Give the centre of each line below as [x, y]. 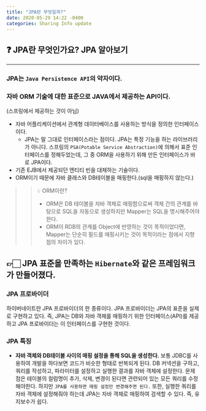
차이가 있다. [71, 242]
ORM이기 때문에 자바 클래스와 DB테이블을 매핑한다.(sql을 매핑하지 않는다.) [105, 178]
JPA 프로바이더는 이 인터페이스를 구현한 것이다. [74, 324]
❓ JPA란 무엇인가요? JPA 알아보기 [67, 50]
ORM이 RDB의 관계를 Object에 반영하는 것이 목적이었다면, [116, 227]
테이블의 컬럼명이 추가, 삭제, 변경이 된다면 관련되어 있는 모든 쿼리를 [107, 378]
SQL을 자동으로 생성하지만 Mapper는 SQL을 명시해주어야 [131, 212]
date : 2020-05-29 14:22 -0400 [45, 18]
